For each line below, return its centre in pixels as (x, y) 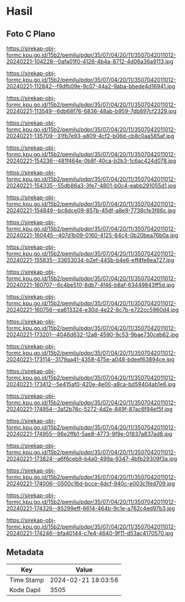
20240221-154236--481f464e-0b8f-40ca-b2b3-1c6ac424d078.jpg (91, 161)
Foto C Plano (31, 34)
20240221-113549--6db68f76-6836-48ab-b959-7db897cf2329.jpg (92, 111)
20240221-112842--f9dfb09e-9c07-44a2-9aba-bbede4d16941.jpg (91, 86)
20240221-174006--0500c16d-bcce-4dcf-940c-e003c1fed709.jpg (91, 483)
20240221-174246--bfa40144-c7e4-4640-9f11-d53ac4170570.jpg (90, 533)
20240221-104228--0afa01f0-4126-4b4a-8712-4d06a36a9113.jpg (90, 61)
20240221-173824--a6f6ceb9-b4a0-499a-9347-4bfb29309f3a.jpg (92, 459)
